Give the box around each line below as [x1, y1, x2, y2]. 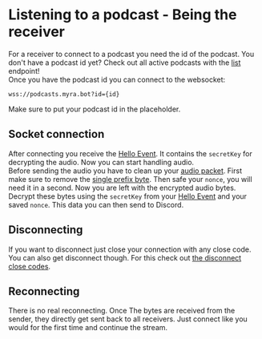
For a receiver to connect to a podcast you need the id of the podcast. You [8, 49, 255, 59]
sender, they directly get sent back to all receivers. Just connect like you [8, 314, 248, 324]
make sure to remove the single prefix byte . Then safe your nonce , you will [8, 174, 252, 184]
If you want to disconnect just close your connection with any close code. [8, 244, 252, 254]
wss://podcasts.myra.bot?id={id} [8, 90, 120, 98]
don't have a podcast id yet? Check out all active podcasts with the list [8, 58, 241, 67]
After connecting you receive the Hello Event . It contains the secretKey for [8, 148, 252, 158]
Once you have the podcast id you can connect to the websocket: [8, 75, 226, 84]
